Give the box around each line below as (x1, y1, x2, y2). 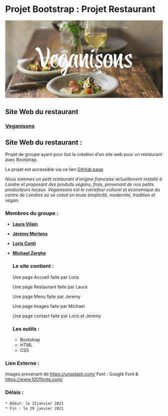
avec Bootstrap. (5, 156, 38, 163)
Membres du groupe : (5, 210, 58, 217)
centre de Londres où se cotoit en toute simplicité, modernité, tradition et (5, 192, 155, 198)
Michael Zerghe (12, 250, 46, 256)
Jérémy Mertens (12, 231, 48, 237)
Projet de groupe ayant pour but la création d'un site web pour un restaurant (5, 151, 162, 157)
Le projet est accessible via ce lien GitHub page (5, 166, 103, 172)
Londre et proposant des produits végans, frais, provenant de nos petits (5, 181, 154, 187)
